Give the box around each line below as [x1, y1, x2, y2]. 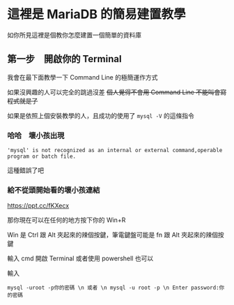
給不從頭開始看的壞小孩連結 [7, 185, 100, 195]
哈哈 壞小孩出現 [7, 131, 65, 140]
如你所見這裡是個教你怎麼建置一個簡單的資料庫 [7, 31, 141, 39]
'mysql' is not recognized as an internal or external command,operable [7, 147, 223, 154]
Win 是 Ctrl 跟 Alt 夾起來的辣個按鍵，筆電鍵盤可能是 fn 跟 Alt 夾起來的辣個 [7, 231, 218, 239]
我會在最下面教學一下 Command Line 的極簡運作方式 [7, 73, 158, 81]
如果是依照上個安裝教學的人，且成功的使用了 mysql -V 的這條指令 [7, 111, 195, 119]
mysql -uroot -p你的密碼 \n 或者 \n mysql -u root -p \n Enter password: [7, 284, 219, 292]
